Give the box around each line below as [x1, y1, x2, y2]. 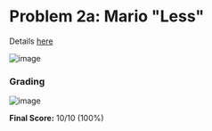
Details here [9, 36, 53, 46]
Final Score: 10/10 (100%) [9, 113, 104, 124]
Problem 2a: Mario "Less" [9, 6, 205, 27]
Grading [9, 75, 45, 87]
